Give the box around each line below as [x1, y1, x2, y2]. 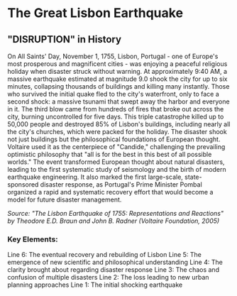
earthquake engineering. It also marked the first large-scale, [7, 172, 183, 181]
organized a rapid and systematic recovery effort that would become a [7, 188, 214, 196]
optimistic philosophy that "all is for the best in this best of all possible [7, 150, 212, 158]
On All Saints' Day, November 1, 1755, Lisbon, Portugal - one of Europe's [7, 52, 219, 60]
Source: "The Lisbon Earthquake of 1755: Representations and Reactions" [7, 209, 224, 217]
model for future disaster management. [7, 195, 122, 204]
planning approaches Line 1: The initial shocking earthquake [7, 280, 183, 289]
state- [184, 172, 202, 181]
